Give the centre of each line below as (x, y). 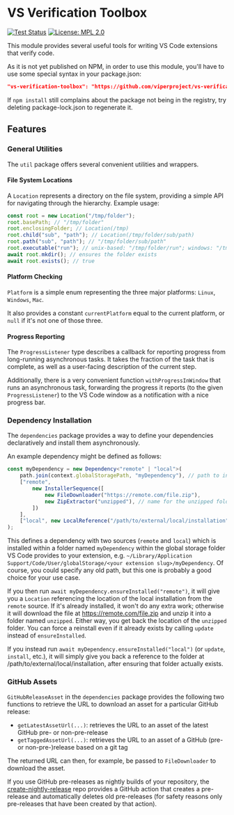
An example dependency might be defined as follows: (84, 457)
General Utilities (35, 149)
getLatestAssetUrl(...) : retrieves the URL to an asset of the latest (113, 725)
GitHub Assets (32, 682)
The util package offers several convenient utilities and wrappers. (103, 164)
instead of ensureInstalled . (47, 635)
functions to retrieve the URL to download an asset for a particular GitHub (113, 704)
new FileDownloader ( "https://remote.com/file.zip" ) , (122, 495)
